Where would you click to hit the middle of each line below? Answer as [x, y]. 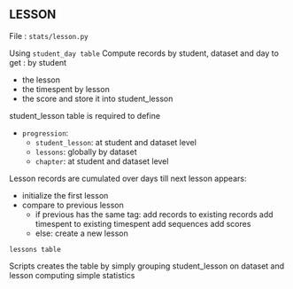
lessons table [35, 249]
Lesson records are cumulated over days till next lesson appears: [128, 178]
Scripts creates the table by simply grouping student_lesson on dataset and [147, 266]
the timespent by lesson [66, 89]
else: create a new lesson [81, 233]
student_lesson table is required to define [85, 115]
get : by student [38, 62]
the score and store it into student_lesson [97, 98]
